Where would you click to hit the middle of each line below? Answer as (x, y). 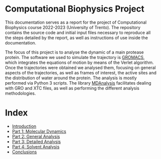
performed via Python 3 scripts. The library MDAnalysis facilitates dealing (78, 83)
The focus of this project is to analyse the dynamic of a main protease (74, 52)
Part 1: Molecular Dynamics (39, 131)
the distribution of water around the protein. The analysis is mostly (71, 78)
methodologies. (20, 93)
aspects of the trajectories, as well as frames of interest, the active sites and (81, 72)
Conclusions (24, 152)
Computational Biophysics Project (75, 9)
